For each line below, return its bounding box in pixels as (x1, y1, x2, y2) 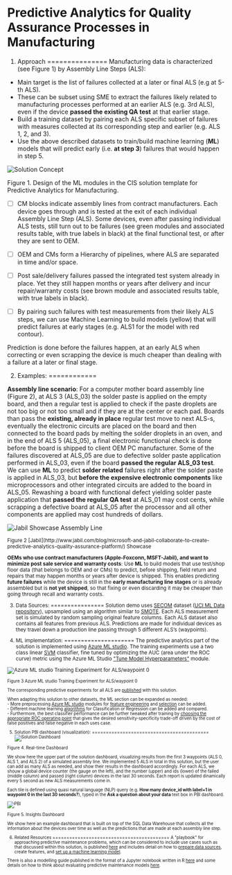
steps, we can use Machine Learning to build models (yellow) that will (17, 315, 216, 324)
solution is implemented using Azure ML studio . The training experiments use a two (15, 643, 214, 650)
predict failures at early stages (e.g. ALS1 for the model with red (17, 322, 199, 331)
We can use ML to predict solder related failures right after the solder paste (7, 466, 224, 474)
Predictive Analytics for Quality (7, 5, 192, 21)
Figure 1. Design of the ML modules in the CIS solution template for (7, 178, 198, 187)
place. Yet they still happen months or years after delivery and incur (17, 279, 211, 288)
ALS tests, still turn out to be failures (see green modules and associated (17, 222, 225, 230)
